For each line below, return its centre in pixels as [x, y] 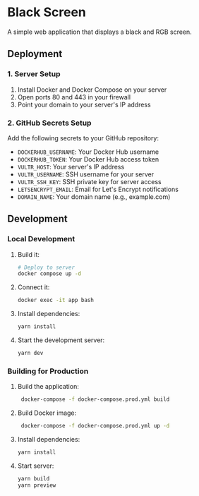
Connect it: [34, 287]
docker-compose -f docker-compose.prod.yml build [95, 399]
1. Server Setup [34, 74]
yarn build [34, 478]
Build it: [29, 254]
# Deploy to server [46, 267]
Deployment [35, 54]
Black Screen [47, 12]
